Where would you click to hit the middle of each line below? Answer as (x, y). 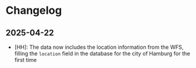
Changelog (34, 11)
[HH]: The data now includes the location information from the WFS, (99, 47)
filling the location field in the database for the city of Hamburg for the (102, 54)
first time (25, 60)
